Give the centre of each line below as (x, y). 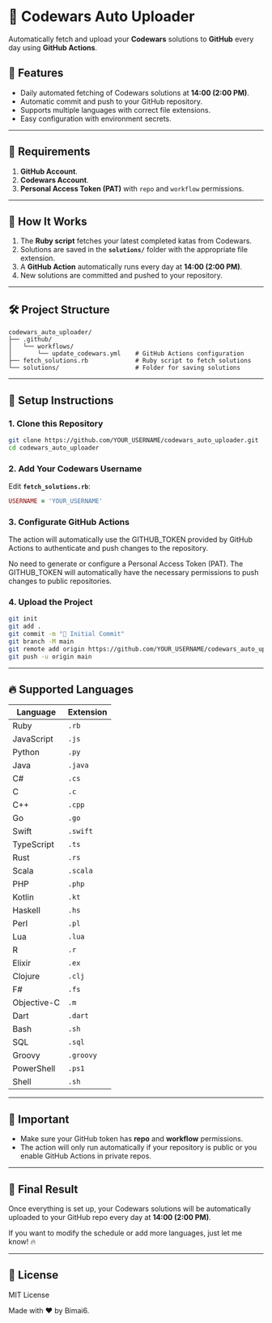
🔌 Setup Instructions (61, 400)
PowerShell (34, 1068)
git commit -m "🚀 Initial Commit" (67, 634)
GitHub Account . (49, 171)
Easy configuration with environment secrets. (96, 118)
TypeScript (33, 844)
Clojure (26, 977)
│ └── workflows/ (41, 347)
